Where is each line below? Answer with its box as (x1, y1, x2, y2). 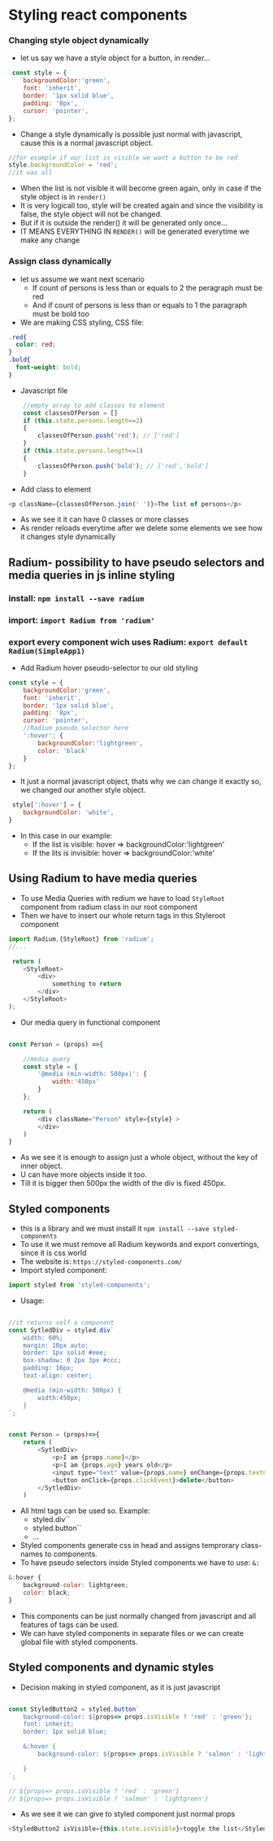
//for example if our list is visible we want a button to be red (8, 153, 238, 162)
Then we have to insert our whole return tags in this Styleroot (19, 910, 226, 920)
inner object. (19, 1161, 63, 1171)
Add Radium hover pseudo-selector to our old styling (19, 662, 198, 672)
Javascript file (19, 385, 68, 396)
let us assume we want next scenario (19, 274, 145, 284)
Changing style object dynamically (8, 35, 149, 46)
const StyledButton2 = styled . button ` (8, 1705, 140, 1713)
